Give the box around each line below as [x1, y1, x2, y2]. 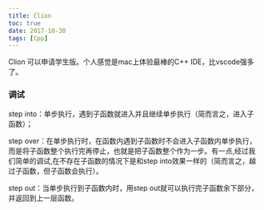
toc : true [8, 19, 42, 27]
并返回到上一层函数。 [8, 193, 78, 203]
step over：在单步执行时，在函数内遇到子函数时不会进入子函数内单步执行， [8, 135, 257, 145]
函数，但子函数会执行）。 [22, 166, 103, 176]
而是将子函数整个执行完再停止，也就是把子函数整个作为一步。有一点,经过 [8, 146, 250, 155]
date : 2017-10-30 [8, 26, 66, 34]
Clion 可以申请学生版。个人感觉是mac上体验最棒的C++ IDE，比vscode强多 [8, 57, 254, 67]
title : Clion [8, 11, 52, 20]
